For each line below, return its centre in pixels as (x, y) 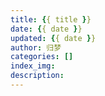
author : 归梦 (36, 47)
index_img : (33, 66)
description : (37, 76)
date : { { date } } (46, 29)
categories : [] (42, 57)
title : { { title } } (51, 19)
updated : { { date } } (53, 38)
